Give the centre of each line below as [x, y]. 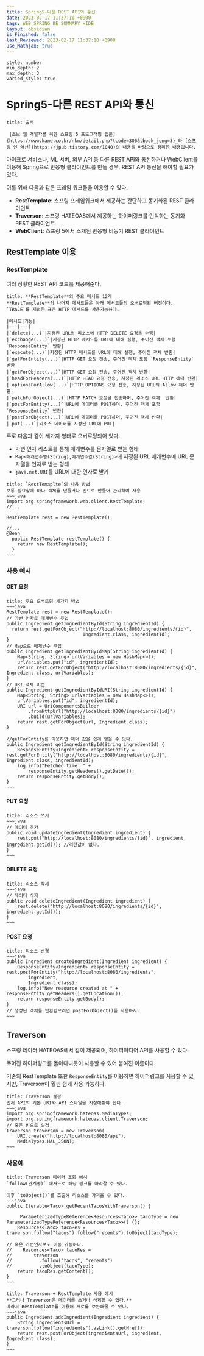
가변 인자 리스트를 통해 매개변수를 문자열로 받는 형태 [77, 449]
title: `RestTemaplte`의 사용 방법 [48, 484]
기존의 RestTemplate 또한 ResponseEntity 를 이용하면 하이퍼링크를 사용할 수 [97, 1076]
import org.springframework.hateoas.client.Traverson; [77, 1119]
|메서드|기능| [21, 321]
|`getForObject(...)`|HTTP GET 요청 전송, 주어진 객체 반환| [79, 372]
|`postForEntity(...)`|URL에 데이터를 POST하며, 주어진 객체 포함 [83, 404]
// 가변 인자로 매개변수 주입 [37, 618]
